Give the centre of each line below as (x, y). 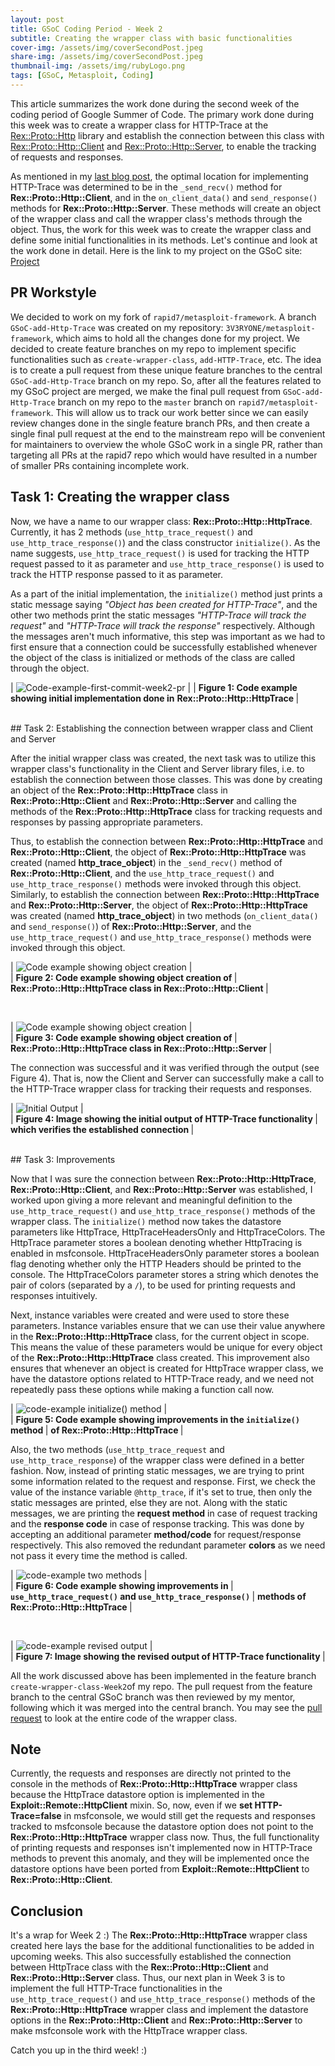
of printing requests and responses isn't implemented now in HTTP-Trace (161, 1848)
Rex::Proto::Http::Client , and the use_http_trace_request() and (142, 873)
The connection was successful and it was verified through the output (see (165, 1067)
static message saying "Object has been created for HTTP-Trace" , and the (164, 604)
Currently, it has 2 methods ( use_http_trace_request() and (131, 532)
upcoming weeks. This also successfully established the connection (151, 1957)
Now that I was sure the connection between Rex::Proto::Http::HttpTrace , (163, 1178)
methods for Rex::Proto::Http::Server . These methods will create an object (166, 208)
